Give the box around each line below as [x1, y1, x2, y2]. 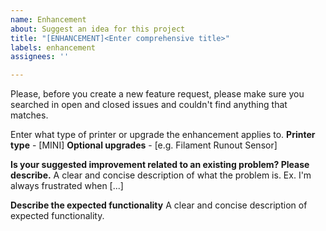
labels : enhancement [10, 42, 97, 53]
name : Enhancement [10, 14, 87, 25]
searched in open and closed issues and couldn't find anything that [10, 99, 288, 111]
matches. [10, 109, 49, 121]
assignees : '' [10, 52, 70, 62]
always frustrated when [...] [10, 180, 124, 192]
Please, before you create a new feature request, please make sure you [10, 88, 305, 100]
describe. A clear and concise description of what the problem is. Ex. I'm [10, 169, 312, 181]
